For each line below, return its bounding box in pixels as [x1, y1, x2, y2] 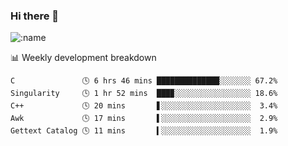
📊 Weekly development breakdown [10, 52, 157, 64]
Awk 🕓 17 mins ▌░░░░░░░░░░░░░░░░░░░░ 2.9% [10, 114, 278, 124]
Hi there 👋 [10, 9, 60, 23]
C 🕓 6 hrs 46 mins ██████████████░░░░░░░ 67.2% [10, 76, 278, 86]
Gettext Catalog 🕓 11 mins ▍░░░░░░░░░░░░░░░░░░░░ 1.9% [10, 126, 278, 136]
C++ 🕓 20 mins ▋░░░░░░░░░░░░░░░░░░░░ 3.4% [10, 101, 278, 111]
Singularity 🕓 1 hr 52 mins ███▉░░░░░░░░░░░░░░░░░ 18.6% [10, 89, 278, 99]
